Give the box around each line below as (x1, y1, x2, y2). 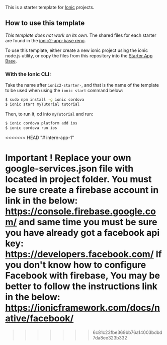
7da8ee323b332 (93, 334, 127, 340)
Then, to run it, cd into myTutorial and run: (5, 111, 94, 117)
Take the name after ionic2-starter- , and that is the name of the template (5, 82, 159, 88)
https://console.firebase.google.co (5, 205, 156, 217)
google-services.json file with (5, 163, 134, 174)
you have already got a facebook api (5, 227, 160, 238)
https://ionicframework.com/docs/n (5, 302, 160, 313)
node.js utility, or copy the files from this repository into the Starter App (5, 52, 153, 58)
